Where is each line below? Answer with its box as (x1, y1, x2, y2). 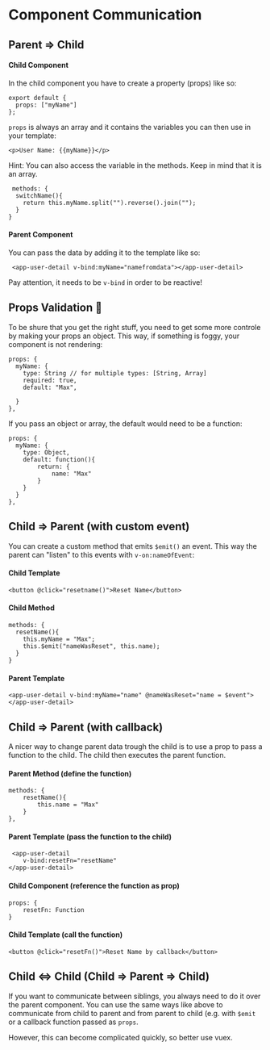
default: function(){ (23, 455, 95, 463)
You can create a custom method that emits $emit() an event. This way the (8, 541, 258, 550)
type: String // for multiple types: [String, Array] (23, 369, 207, 377)
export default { (8, 94, 67, 102)
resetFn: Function (23, 906, 85, 914)
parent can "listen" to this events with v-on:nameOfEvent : (8, 550, 195, 559)
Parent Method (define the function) (8, 768, 132, 778)
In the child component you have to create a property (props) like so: (8, 78, 237, 88)
